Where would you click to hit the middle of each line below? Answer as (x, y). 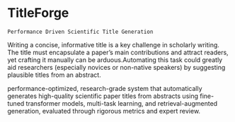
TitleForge (38, 13)
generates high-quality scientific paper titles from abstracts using (103, 96)
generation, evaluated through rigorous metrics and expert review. (104, 111)
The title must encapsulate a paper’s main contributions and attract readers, (118, 52)
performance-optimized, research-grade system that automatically (105, 88)
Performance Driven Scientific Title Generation (80, 32)
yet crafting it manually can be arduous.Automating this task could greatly (115, 60)
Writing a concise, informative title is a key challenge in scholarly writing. (113, 44)
